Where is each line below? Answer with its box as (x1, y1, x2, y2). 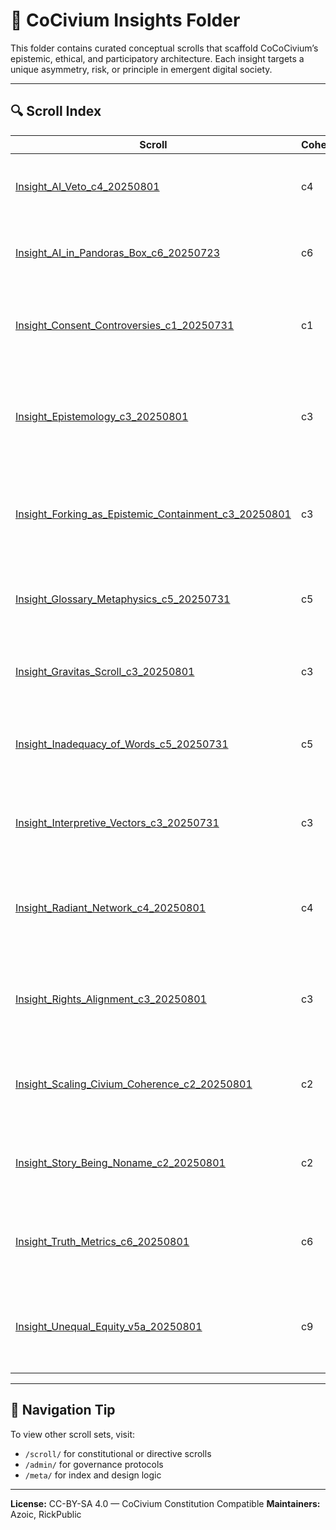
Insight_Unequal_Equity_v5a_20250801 (15, 1319, 203, 1333)
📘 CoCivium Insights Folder (10, 9, 241, 32)
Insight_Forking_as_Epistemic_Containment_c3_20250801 (15, 507, 292, 521)
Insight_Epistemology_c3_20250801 (15, 409, 189, 423)
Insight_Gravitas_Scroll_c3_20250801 (15, 664, 195, 678)
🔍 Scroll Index (10, 103, 102, 120)
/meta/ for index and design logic (24, 1469, 162, 1481)
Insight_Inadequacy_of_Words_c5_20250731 (15, 737, 229, 751)
